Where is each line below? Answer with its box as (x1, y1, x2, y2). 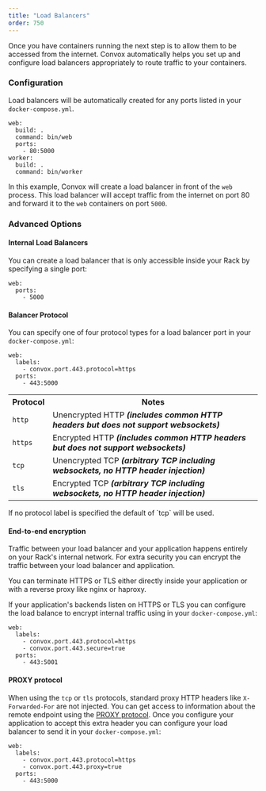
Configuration (8, 77, 63, 88)
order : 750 (8, 19, 44, 27)
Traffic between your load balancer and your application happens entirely (8, 544, 248, 554)
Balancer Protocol (8, 310, 69, 320)
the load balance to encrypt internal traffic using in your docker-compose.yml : (8, 609, 258, 618)
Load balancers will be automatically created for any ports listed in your (8, 95, 241, 105)
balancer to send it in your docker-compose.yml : (8, 727, 161, 736)
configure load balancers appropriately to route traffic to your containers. (8, 57, 247, 67)
